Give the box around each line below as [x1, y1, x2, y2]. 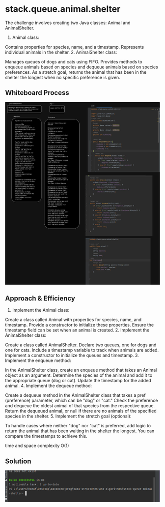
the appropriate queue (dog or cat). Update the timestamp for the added [5, 378, 151, 384]
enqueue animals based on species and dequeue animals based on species [5, 64, 158, 70]
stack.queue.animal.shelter [5, 3, 121, 15]
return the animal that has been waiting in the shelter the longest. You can [5, 428, 155, 434]
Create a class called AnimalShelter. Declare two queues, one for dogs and [5, 342, 157, 348]
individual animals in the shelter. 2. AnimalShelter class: [5, 49, 117, 55]
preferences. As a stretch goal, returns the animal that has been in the [5, 69, 147, 75]
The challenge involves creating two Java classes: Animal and [5, 20, 131, 26]
